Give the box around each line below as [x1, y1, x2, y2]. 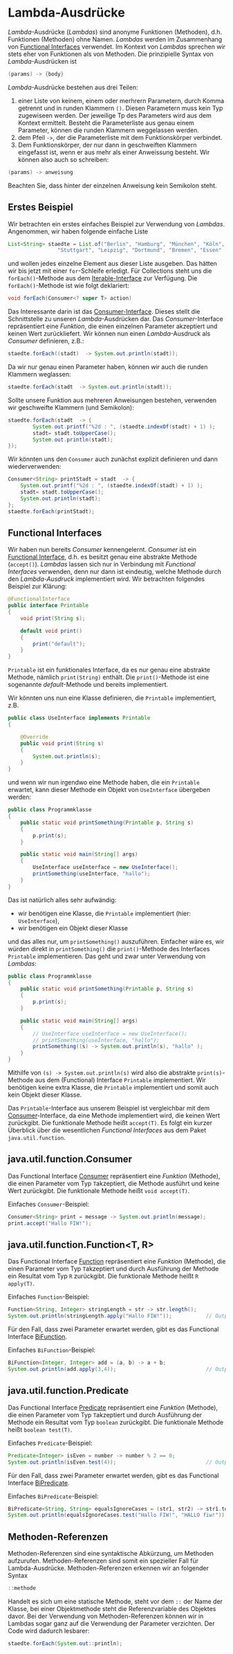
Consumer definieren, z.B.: [8, 337, 84, 345]
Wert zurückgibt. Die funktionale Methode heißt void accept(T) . [8, 1186, 190, 1195]
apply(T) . [8, 1279, 35, 1288]
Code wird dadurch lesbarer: [8, 1626, 90, 1635]
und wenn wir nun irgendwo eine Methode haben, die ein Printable [8, 778, 200, 786]
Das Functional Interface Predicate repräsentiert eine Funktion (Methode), [8, 1403, 218, 1412]
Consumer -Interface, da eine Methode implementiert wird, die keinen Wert [8, 1111, 221, 1120]
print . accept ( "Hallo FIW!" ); [8, 1220, 92, 1227]
